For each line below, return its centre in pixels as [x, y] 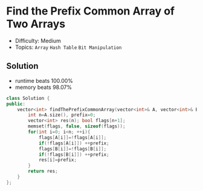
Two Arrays [36, 24]
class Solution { [28, 98]
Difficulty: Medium [38, 40]
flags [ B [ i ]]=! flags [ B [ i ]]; [72, 149]
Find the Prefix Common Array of [91, 11]
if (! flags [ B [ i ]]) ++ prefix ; [74, 154]
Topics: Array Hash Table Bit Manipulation [68, 47]
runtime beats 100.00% [44, 80]
